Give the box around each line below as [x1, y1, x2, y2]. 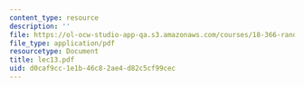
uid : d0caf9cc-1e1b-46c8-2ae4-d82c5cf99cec [9, 64, 176, 73]
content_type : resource [9, 13, 100, 23]
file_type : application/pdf [9, 38, 116, 48]
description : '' [9, 22, 71, 31]
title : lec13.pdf [9, 55, 75, 64]
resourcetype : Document [9, 47, 100, 56]
